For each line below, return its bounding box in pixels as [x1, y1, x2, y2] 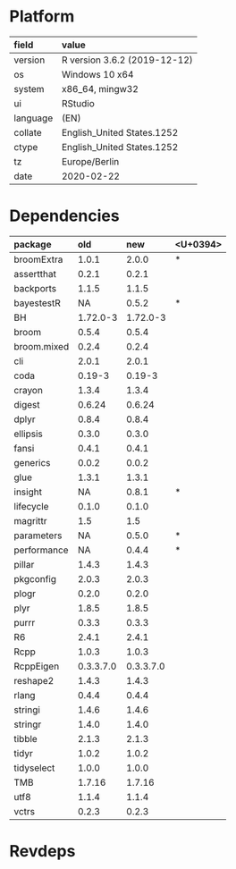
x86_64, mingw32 [61, 82, 139, 95]
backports [13, 282, 57, 294]
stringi [13, 704, 40, 716]
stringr [13, 718, 42, 730]
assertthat [13, 267, 56, 280]
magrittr [13, 514, 47, 527]
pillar [13, 558, 35, 570]
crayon [13, 384, 43, 396]
